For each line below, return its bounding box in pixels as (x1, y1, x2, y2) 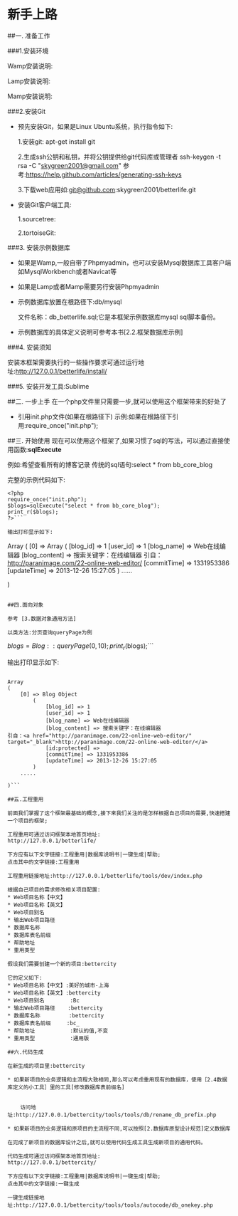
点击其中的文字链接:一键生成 (7, 1180, 80, 1188)
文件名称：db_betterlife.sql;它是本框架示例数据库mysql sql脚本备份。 (17, 313, 220, 321)
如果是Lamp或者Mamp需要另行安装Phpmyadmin (17, 282, 160, 290)
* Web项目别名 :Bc (7, 997, 80, 1004)
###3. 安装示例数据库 (7, 243, 70, 251)
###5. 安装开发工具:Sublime (7, 382, 90, 390)
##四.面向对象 (7, 601, 44, 609)
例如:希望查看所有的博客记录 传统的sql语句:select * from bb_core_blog (7, 460, 213, 468)
